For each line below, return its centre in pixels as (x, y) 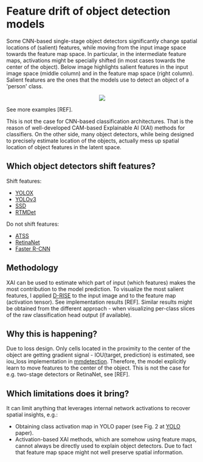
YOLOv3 (26, 199)
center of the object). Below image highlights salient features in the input (97, 67)
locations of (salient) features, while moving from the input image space (96, 47)
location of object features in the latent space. (64, 147)
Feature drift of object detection (88, 11)
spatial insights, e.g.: (32, 415)
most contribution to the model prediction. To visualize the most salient (95, 289)
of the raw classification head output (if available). (69, 315)
